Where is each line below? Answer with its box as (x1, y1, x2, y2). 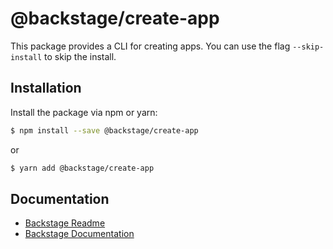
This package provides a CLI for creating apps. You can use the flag (10, 40, 291, 52)
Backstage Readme (24, 217, 106, 229)
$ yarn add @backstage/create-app (10, 163, 155, 173)
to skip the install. (44, 50, 117, 62)
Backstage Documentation (24, 228, 135, 240)
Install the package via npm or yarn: (10, 106, 158, 118)
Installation (10, 80, 82, 97)
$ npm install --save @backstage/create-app (10, 125, 199, 136)
